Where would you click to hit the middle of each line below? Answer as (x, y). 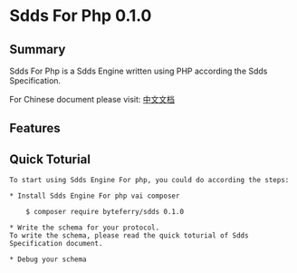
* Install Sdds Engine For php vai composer (95, 196)
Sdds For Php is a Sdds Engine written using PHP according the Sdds (139, 71)
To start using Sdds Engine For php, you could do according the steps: (149, 180)
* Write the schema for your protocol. (85, 228)
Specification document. (56, 244)
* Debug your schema (48, 259)
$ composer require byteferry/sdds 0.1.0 (105, 212)
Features (35, 128)
